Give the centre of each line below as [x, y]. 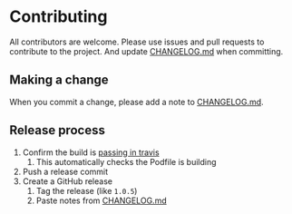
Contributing [58, 17]
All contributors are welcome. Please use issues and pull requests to [137, 42]
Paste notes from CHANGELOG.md [101, 200]
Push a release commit [65, 171]
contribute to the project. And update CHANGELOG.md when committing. [146, 51]
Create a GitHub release [68, 181]
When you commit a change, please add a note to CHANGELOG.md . [137, 102]
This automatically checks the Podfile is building [126, 161]
